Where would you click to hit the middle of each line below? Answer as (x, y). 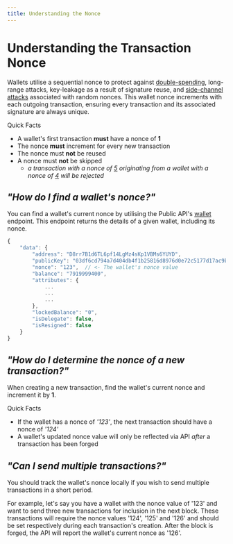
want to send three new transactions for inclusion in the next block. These (113, 511)
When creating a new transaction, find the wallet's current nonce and (106, 388)
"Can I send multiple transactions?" (87, 466)
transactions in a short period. (50, 490)
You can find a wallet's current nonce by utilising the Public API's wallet (109, 214)
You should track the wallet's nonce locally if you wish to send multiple (108, 483)
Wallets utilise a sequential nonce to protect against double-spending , (107, 82)
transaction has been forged (58, 444)
